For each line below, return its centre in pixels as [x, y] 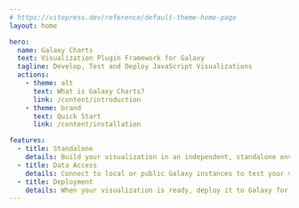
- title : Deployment [55, 182]
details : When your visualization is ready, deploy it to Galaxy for [157, 190]
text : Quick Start [67, 116]
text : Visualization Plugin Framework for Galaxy [111, 59]
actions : [33, 75]
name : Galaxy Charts [55, 50]
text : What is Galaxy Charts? [89, 91]
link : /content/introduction [87, 100]
